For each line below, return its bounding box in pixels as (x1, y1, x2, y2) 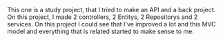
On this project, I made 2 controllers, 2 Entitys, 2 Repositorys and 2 (7, 13, 198, 21)
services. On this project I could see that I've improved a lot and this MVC (7, 20, 216, 28)
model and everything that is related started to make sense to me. (7, 27, 195, 35)
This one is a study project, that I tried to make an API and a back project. (7, 6, 216, 14)
